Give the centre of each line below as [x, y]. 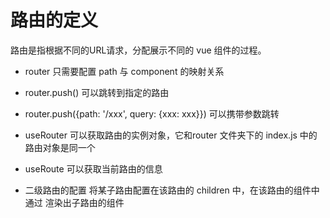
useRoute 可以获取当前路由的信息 [93, 168]
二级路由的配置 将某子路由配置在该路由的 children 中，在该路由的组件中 [172, 190]
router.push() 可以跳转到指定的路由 [97, 92]
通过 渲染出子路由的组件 [74, 202]
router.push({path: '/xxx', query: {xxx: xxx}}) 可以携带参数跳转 [152, 113]
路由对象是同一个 [60, 147]
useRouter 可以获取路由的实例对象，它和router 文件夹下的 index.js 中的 [171, 135]
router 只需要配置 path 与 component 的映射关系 [124, 71]
